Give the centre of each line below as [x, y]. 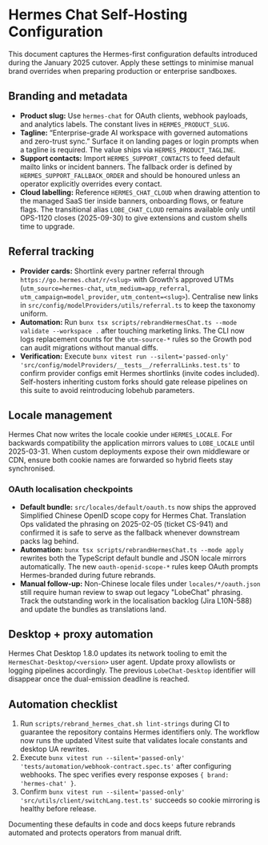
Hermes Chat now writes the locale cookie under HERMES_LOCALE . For [120, 435]
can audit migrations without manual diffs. [89, 347]
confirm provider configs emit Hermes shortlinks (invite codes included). [140, 373]
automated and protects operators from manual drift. [95, 833]
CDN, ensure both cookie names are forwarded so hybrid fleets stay [121, 460]
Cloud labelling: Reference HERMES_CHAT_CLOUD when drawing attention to [140, 192]
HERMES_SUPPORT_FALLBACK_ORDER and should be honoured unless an [130, 175]
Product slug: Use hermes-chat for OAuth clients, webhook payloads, [134, 115]
